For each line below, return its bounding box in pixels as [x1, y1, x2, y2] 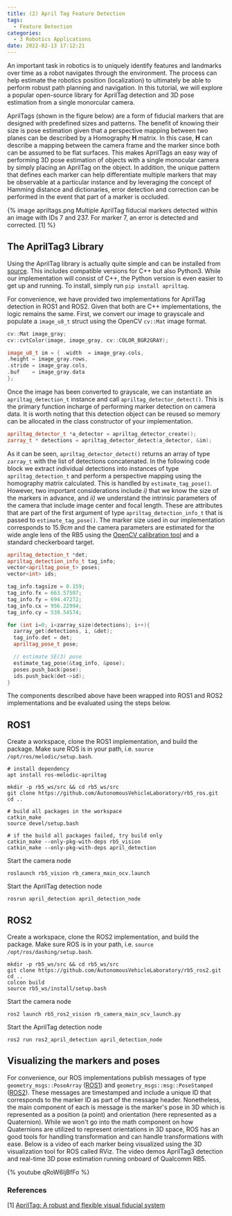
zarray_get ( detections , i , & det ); [13, 628, 113, 635]
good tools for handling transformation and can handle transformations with [7, 1132, 224, 1140]
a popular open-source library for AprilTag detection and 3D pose [7, 91, 195, 99]
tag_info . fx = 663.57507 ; [7, 590, 82, 597]
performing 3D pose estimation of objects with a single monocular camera [7, 156, 220, 164]
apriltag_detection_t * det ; [7, 551, 89, 558]
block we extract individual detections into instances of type [7, 464, 179, 472]
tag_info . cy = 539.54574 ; [7, 609, 82, 616]
